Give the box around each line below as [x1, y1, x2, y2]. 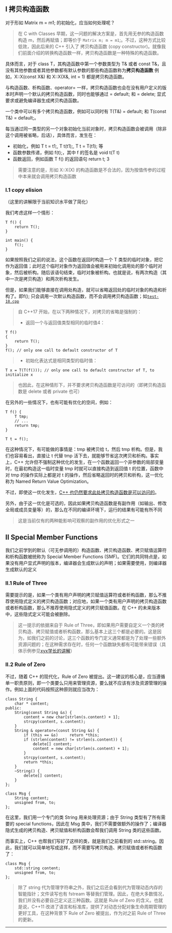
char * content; [14, 701, 50, 706]
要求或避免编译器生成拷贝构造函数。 [5, 97, 82, 103]
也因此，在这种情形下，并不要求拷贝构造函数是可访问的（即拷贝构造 [17, 382, 162, 388]
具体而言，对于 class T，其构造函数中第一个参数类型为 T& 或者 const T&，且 [5, 61, 166, 67]
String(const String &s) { [14, 710, 72, 715]
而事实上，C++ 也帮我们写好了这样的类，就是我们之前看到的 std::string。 [5, 838, 160, 844]
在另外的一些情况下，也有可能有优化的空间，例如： [5, 399, 113, 405]
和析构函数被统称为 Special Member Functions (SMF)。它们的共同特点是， [5, 553, 162, 560]
